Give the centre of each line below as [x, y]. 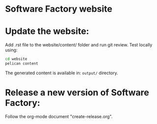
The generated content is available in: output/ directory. [62, 73]
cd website [16, 59]
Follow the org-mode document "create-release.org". [59, 116]
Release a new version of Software [77, 93]
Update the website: [47, 31]
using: [11, 50]
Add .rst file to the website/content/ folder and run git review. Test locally [79, 45]
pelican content [22, 63]
